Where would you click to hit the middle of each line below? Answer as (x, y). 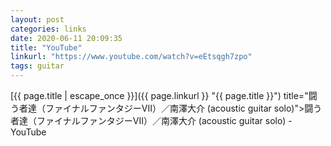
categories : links (48, 29)
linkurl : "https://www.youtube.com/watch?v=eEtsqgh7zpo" (131, 57)
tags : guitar (37, 66)
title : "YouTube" (46, 47)
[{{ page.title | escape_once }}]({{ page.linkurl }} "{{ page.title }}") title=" (159, 95)
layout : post (37, 19)
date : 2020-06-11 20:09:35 (66, 38)
